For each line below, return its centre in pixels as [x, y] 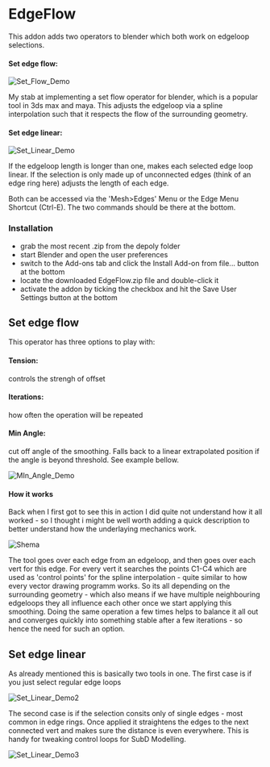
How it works [31, 494]
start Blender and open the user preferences [94, 254]
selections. [27, 44]
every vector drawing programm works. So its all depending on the [119, 586]
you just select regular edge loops [65, 682]
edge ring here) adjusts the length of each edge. [89, 183]
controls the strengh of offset [57, 378]
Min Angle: [27, 433]
